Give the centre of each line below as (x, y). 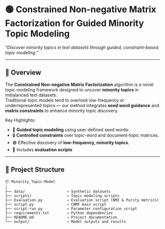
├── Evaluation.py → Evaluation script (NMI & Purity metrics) (82, 200)
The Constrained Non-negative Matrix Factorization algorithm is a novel (79, 85)
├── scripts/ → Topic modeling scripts (62, 196)
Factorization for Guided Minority (74, 23)
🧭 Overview (23, 72)
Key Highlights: (20, 120)
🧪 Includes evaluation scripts (42, 149)
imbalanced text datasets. (31, 95)
